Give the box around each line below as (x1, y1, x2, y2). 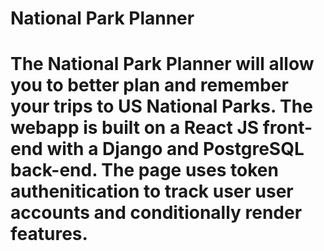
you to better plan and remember (10, 74, 289, 97)
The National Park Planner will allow (10, 53, 315, 76)
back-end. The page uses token (10, 159, 279, 182)
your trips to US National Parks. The (10, 95, 313, 118)
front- (262, 117, 313, 139)
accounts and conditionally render (10, 202, 303, 224)
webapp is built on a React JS (10, 117, 260, 139)
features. (10, 223, 88, 246)
